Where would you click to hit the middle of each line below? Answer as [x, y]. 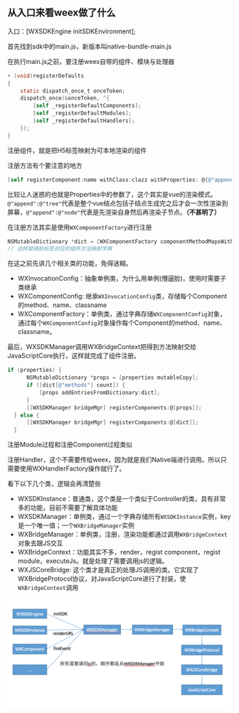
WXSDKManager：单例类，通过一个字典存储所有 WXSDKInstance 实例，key [124, 517]
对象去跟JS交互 [40, 543]
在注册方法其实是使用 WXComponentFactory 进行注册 [80, 227]
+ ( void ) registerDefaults [46, 76]
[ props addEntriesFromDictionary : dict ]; [100, 392]
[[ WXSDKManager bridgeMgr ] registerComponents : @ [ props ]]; [114, 407]
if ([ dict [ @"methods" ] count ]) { [76, 385]
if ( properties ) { [34, 370]
